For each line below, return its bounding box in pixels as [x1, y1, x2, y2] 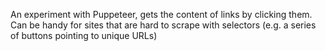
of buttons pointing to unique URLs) [10, 30, 158, 41]
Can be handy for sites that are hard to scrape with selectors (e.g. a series [10, 19, 317, 31]
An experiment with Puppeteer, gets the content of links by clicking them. [10, 9, 313, 20]
